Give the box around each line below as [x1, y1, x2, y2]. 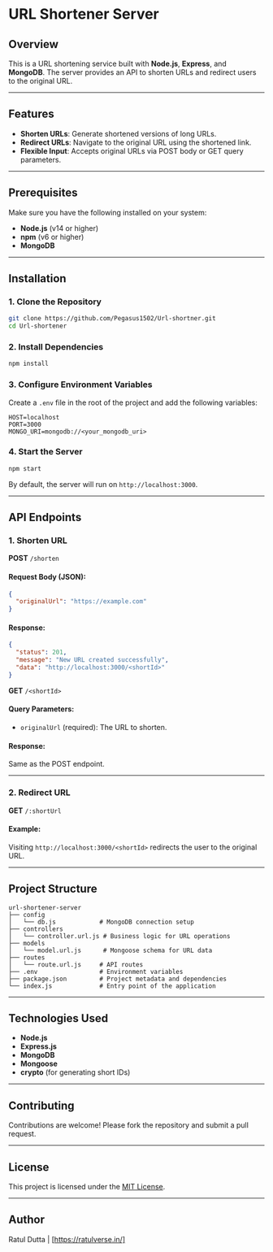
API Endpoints [8, 511, 82, 524]
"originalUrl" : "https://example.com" [15, 598, 148, 606]
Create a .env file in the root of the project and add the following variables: [8, 398, 258, 407]
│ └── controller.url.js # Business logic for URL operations [8, 932, 231, 940]
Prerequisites [8, 186, 78, 200]
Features [8, 107, 54, 121]
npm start [8, 464, 42, 472]
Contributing [8, 1098, 75, 1112]
